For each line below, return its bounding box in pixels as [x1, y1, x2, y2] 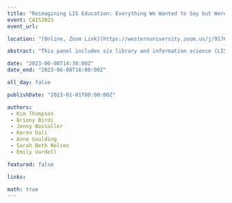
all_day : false [7, 79, 51, 86]
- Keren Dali [10, 129, 48, 136]
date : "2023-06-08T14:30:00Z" [7, 60, 95, 67]
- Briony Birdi [10, 116, 54, 124]
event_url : [7, 23, 39, 30]
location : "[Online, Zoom [7, 35, 81, 42]
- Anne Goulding [10, 136, 57, 143]
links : [7, 173, 26, 180]
